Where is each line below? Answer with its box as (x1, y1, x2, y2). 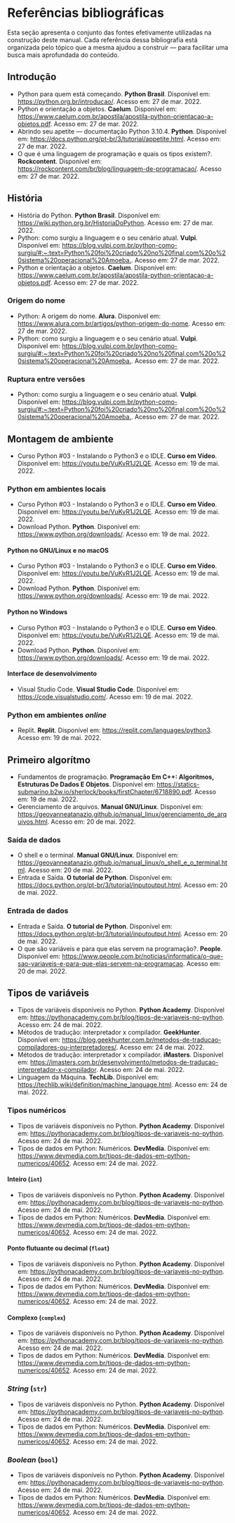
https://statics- (156, 779, 200, 789)
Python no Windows (7, 608, 68, 616)
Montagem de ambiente (7, 433, 114, 445)
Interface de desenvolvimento (7, 670, 97, 678)
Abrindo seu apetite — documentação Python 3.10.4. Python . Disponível (17, 127, 227, 135)
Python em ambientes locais (7, 484, 107, 494)
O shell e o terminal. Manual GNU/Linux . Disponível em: (17, 851, 179, 860)
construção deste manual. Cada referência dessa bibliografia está (7, 35, 198, 44)
